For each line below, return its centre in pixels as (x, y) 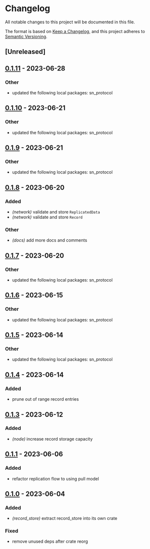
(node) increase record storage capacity (52, 439)
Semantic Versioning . (26, 36)
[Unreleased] (25, 52)
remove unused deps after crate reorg (50, 541)
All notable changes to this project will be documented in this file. (70, 22)
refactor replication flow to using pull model (55, 478)
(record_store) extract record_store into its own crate (65, 518)
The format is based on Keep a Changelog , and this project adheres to (75, 31)
